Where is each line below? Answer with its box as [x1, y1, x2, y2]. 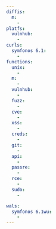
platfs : [6, 25, 26, 32]
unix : [11, 64, 26, 71]
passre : [11, 164, 31, 170]
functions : [6, 59, 33, 65]
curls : [6, 42, 23, 48]
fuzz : [11, 97, 26, 103]
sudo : [11, 187, 26, 193]
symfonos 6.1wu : [11, 209, 52, 215]
